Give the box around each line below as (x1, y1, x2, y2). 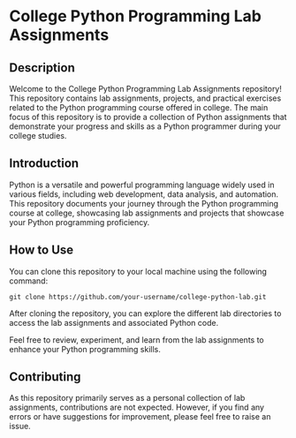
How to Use (9, 243, 74, 258)
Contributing (9, 369, 81, 385)
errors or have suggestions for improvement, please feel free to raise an (9, 412, 271, 422)
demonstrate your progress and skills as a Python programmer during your (9, 121, 281, 132)
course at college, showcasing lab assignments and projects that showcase (9, 208, 285, 218)
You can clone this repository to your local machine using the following (9, 266, 268, 276)
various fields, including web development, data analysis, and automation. (9, 188, 279, 200)
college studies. (9, 131, 67, 140)
